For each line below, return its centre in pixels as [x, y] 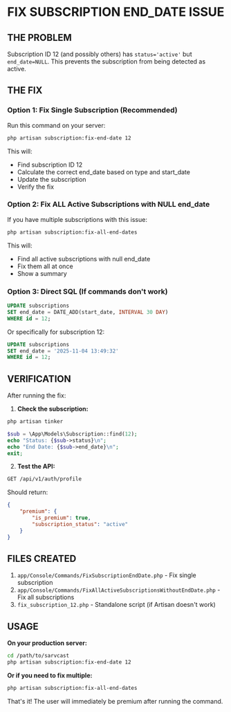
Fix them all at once [45, 266]
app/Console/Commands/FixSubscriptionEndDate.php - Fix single [107, 575]
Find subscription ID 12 [50, 165]
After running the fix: [37, 395]
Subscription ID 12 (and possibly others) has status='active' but [100, 54]
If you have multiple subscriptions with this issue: [77, 219]
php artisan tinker [35, 422]
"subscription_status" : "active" [80, 524]
